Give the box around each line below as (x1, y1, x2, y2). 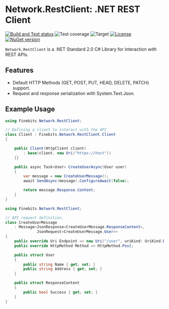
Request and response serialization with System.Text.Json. (12, 90, 135, 96)
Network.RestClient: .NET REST (5, 4, 140, 15)
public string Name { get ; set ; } (23, 262, 96, 267)
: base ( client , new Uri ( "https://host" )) (23, 150, 112, 156)
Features (5, 66, 34, 75)
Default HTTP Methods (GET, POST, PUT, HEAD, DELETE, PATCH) (12, 79, 149, 85)
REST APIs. (5, 51, 29, 58)
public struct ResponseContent (14, 280, 80, 286)
